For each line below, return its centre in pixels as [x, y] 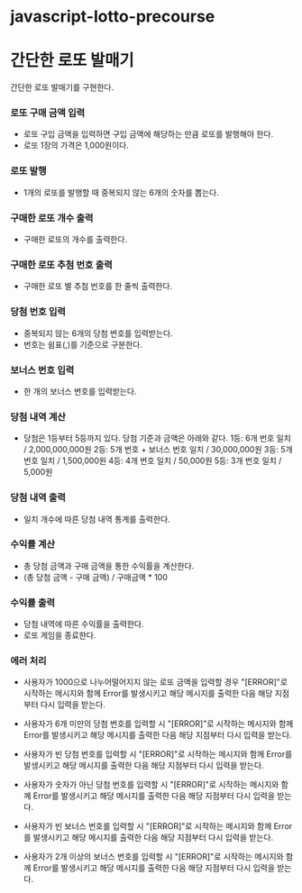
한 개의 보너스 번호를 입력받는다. [80, 391]
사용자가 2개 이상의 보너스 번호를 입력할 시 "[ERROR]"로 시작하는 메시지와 [153, 857]
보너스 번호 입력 [42, 369]
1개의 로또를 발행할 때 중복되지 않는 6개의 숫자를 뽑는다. [121, 192]
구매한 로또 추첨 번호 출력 [62, 265]
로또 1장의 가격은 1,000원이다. [76, 145]
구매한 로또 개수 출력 [52, 218]
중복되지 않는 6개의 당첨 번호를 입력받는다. [98, 333]
